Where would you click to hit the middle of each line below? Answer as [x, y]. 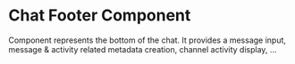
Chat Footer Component [100, 16]
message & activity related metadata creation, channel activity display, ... [143, 49]
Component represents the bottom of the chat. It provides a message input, [147, 40]
